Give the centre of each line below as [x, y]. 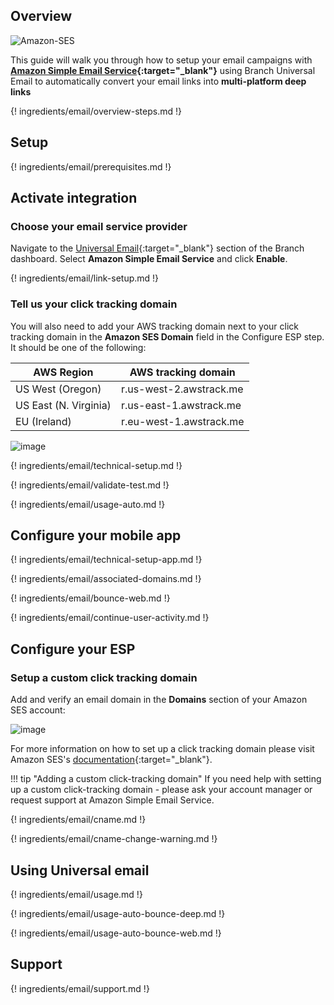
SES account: [38, 710]
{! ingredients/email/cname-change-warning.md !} [114, 839]
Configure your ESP [73, 649]
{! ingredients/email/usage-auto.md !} [88, 504]
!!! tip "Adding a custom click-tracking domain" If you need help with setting [166, 779]
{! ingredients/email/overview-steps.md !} [96, 111]
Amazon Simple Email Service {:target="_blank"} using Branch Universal [163, 70]
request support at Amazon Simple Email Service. [112, 800]
